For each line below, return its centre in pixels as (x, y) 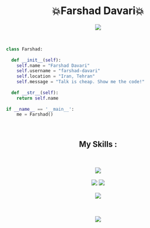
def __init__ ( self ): (36, 60)
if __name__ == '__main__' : (40, 109)
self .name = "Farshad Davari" (53, 66)
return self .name (38, 98)
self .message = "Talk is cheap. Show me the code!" (81, 82)
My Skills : (98, 144)
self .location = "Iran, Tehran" (56, 76)
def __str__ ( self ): (35, 93)
